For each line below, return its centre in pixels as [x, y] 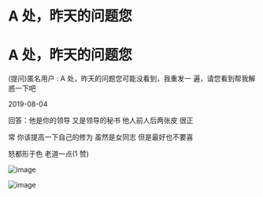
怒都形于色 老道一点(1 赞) [48, 154]
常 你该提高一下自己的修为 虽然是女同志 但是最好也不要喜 [101, 137]
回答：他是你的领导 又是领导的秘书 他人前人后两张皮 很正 [101, 121]
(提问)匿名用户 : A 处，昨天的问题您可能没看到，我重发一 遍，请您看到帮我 [128, 79]
